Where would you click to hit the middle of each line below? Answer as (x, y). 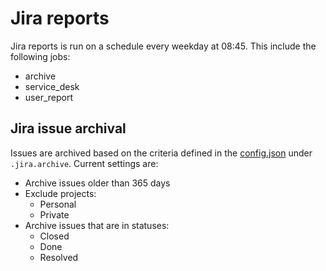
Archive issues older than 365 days (97, 183)
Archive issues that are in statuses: (97, 225)
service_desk (52, 86)
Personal (58, 204)
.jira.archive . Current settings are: (84, 163)
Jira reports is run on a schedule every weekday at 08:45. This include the (163, 46)
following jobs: (40, 56)
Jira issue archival (68, 128)
